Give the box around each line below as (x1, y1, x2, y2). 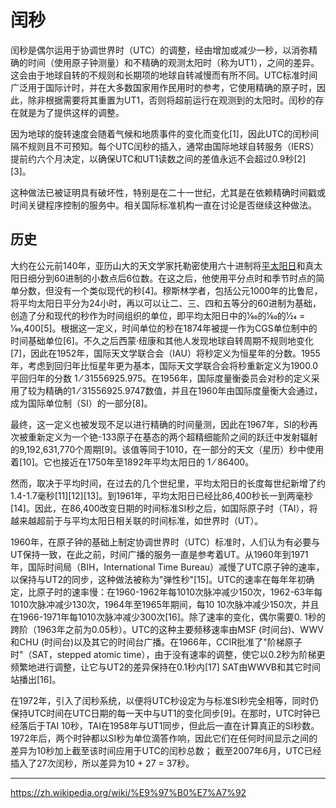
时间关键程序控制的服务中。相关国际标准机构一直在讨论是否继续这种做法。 (10, 199, 317, 211)
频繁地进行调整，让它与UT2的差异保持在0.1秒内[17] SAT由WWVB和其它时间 (10, 661, 321, 673)
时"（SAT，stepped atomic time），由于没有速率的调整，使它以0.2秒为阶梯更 (10, 648, 326, 660)
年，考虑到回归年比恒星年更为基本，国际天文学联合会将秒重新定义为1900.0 (10, 359, 319, 371)
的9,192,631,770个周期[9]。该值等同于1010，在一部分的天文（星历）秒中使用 (10, 443, 325, 455)
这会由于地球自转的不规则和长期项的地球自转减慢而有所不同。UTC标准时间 (10, 69, 318, 81)
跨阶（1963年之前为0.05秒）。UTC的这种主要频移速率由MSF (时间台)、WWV (10, 623, 324, 635)
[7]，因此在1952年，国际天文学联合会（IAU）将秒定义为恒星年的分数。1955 (10, 347, 321, 359)
